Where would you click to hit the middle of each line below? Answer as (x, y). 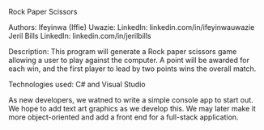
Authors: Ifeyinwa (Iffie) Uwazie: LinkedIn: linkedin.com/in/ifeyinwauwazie (132, 27)
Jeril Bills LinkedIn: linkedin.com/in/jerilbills (80, 36)
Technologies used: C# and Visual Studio (77, 84)
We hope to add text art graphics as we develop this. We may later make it (132, 109)
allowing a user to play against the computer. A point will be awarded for (129, 60)
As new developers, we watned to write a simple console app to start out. (131, 100)
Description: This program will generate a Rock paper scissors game (123, 51)
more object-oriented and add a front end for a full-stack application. (123, 117)
